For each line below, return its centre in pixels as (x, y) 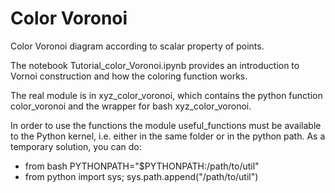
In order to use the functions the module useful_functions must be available (166, 125)
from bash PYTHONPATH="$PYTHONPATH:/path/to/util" (142, 166)
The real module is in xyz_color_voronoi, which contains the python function (166, 95)
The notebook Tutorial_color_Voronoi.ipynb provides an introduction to (155, 65)
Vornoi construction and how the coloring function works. (129, 76)
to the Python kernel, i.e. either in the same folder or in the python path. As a (168, 136)
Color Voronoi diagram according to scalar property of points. (137, 46)
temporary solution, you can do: (76, 146)
